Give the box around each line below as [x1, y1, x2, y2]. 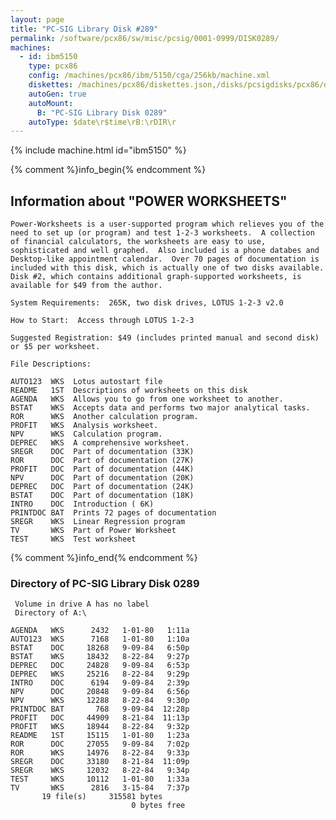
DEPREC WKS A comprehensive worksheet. [10, 438, 190, 448]
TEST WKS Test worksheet [10, 534, 137, 545]
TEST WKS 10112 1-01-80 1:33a [10, 774, 190, 785]
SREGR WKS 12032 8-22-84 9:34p [10, 766, 190, 776]
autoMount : [28, 98, 74, 108]
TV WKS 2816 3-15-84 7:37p [10, 783, 190, 793]
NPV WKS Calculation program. [10, 429, 163, 440]
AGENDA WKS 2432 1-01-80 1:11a [10, 626, 190, 636]
